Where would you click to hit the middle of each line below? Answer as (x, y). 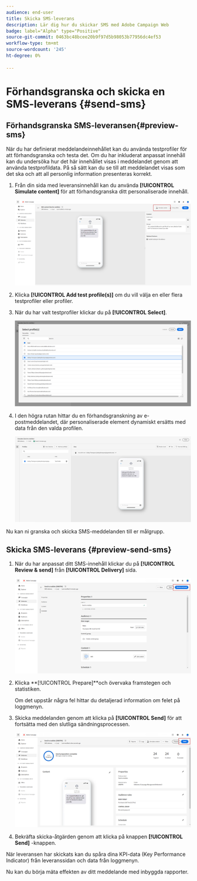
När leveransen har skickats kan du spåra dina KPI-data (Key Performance (96, 854)
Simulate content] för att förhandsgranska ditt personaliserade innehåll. (102, 191)
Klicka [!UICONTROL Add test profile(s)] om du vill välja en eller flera (98, 295)
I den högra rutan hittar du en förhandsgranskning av (79, 416)
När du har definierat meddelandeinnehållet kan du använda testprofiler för (97, 149)
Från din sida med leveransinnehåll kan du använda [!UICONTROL (94, 185)
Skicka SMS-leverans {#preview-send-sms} (89, 550)
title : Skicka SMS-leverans (40, 18)
